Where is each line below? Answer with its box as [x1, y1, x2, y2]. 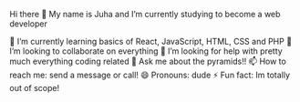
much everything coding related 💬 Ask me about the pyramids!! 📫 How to [9, 56, 287, 66]
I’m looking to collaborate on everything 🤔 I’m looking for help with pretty [9, 46, 283, 56]
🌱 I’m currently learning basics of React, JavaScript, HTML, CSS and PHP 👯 [9, 36, 293, 46]
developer [9, 18, 48, 29]
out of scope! [9, 83, 60, 93]
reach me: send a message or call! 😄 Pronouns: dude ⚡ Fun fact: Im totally [9, 69, 290, 80]
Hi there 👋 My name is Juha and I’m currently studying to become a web [9, 9, 281, 19]
